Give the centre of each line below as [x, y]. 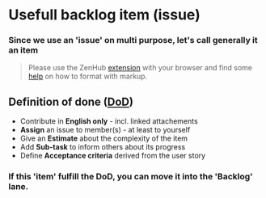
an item [23, 50]
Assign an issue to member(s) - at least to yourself [105, 130]
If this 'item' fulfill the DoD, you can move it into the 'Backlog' [131, 177]
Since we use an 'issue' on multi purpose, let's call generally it [133, 40]
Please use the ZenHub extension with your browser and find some [140, 68]
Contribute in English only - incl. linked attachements [109, 121]
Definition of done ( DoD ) [71, 101]
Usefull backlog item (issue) [104, 15]
